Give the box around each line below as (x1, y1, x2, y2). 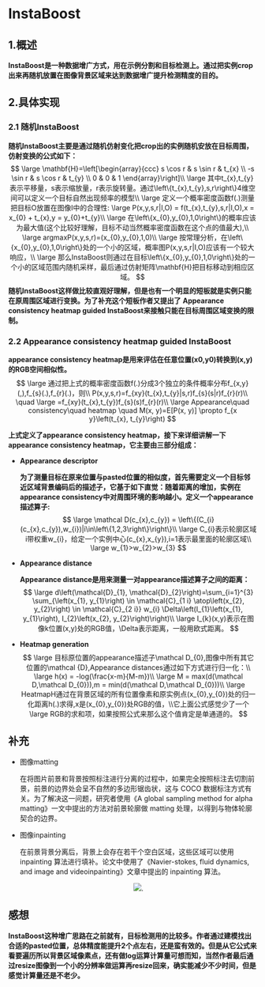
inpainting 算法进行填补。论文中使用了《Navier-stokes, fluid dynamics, (19, 857, 250, 866)
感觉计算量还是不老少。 (8, 970, 84, 980)
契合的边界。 (19, 813, 62, 822)
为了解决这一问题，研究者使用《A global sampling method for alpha (33, 793, 253, 803)
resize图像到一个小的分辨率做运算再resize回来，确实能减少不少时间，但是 (14, 960, 256, 970)
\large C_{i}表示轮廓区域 (178, 524, 257, 534)
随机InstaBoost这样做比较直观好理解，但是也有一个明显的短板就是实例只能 (8, 286, 252, 295)
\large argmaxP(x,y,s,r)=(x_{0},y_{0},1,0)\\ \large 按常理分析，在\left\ (22, 233, 243, 242)
